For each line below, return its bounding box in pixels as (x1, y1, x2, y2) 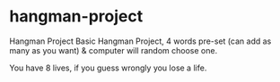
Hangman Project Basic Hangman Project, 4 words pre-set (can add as (9, 36, 272, 46)
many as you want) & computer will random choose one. (9, 45, 218, 55)
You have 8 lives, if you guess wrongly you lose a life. (9, 62, 207, 73)
